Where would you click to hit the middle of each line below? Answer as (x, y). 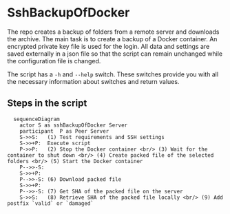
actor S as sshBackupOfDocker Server (74, 125)
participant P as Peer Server (64, 131)
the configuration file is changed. (54, 61)
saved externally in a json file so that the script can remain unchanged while (115, 54)
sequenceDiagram (36, 119)
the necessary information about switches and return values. (93, 81)
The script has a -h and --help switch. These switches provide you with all (113, 74)
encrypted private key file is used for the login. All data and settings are (108, 46)
